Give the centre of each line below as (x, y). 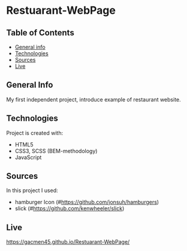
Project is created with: (35, 133)
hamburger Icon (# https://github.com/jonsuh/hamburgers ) (87, 202)
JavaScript (28, 157)
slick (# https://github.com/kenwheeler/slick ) (70, 208)
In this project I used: (32, 190)
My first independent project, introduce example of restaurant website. (93, 99)
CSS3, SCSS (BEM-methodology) (56, 151)
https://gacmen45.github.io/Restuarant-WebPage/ (68, 242)
